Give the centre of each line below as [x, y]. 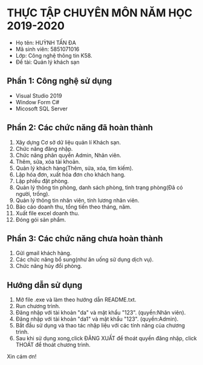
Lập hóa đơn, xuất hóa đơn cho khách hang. [70, 174]
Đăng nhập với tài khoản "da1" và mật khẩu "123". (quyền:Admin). [97, 319]
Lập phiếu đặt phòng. [42, 181]
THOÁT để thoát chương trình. [53, 345]
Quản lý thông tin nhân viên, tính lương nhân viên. [77, 200]
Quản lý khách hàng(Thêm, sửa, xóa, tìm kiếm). [74, 168]
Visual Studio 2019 [39, 95]
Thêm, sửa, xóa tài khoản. [48, 161]
